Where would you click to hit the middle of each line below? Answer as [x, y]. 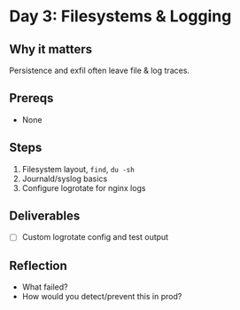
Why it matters [51, 49]
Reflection [39, 265]
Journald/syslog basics [65, 179]
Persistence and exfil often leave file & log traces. [100, 70]
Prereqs [31, 98]
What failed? [45, 287]
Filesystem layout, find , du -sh [78, 169]
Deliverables [45, 216]
